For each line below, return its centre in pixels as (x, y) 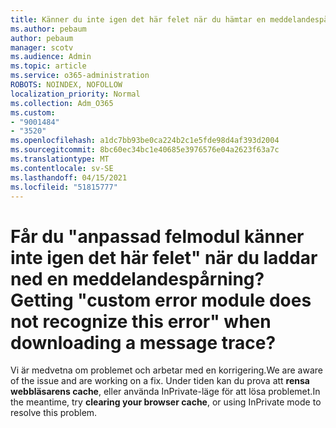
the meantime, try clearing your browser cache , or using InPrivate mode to (166, 402)
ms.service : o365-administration (80, 76)
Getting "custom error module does (161, 300)
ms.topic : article (48, 66)
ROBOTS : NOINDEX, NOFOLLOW (66, 85)
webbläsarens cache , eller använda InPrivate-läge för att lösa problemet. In (165, 392)
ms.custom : (33, 112)
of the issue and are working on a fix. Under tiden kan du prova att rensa (160, 381)
